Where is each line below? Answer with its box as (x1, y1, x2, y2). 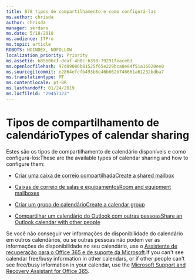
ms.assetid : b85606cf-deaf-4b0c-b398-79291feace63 (6, 58, 133, 64)
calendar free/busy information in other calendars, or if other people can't (6, 255, 185, 262)
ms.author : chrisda (6, 14, 54, 20)
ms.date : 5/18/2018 (6, 31, 54, 36)
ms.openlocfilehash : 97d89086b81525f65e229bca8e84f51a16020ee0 (6, 63, 164, 69)
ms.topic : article (6, 42, 51, 48)
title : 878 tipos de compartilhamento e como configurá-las (6, 8, 157, 15)
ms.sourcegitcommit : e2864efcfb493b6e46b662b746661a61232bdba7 (6, 69, 164, 75)
